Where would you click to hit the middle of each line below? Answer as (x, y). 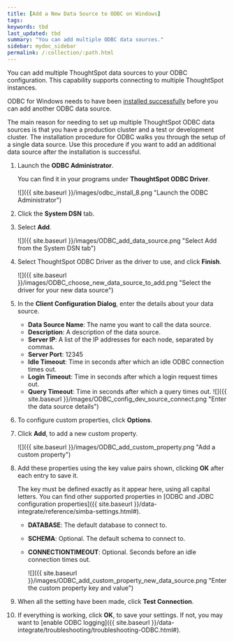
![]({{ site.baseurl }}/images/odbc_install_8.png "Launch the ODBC (112, 192)
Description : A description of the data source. (94, 332)
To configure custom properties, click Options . (85, 420)
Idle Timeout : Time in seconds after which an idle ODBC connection (126, 362)
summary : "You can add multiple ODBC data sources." (86, 40)
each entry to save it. (47, 475)
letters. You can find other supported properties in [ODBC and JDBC (116, 496)
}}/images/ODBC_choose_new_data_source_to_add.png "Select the (114, 282)
